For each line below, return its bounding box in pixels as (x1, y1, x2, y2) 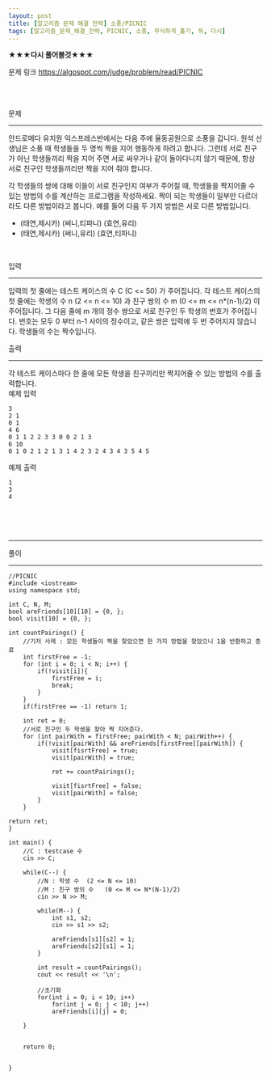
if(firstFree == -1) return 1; (23, 703, 128, 711)
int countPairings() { (8, 629, 85, 637)
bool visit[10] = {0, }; (8, 615, 92, 623)
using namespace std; (8, 587, 81, 595)
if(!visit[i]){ (37, 667, 89, 676)
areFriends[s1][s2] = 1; (51, 935, 135, 943)
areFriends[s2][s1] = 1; (51, 942, 135, 951)
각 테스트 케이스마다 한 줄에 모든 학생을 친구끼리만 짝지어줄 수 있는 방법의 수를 (8, 369, 254, 379)
